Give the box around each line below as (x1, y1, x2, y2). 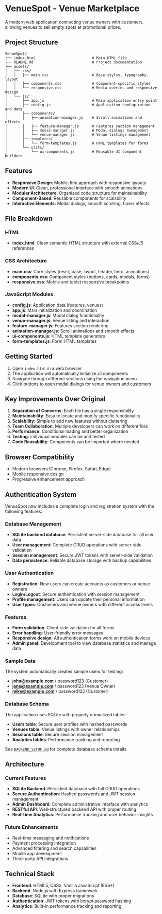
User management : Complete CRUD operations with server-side (12, 542, 142, 548)
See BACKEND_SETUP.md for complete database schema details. (5, 746, 128, 752)
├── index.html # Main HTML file (5, 56, 127, 60)
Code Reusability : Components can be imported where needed (12, 439, 140, 445)
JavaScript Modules (5, 291, 53, 298)
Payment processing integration (12, 840, 76, 846)
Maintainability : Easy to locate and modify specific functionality (12, 413, 141, 419)
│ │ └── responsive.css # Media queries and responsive (5, 85, 158, 90)
